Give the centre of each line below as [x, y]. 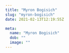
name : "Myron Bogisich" [34, 33]
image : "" [20, 43]
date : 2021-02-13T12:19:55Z [35, 19]
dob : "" [18, 38]
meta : [11, 28]
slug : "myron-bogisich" [30, 15]
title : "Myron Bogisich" [31, 10]
